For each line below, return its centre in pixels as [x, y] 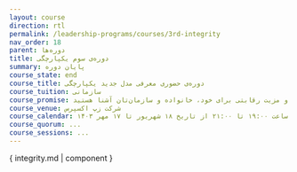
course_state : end [43, 75]
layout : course [37, 17]
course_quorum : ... [45, 125]
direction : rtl [37, 26]
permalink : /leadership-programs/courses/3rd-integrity [115, 34]
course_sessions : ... [49, 133]
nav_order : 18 [36, 42]
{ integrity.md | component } [61, 158]
